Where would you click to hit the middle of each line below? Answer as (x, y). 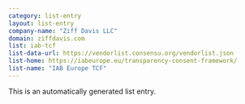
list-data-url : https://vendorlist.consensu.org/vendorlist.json (121, 53)
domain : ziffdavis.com (47, 38)
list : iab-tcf (32, 46)
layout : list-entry (41, 23)
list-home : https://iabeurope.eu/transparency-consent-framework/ (123, 61)
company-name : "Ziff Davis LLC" (63, 31)
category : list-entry (45, 16)
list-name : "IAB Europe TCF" (58, 69)
